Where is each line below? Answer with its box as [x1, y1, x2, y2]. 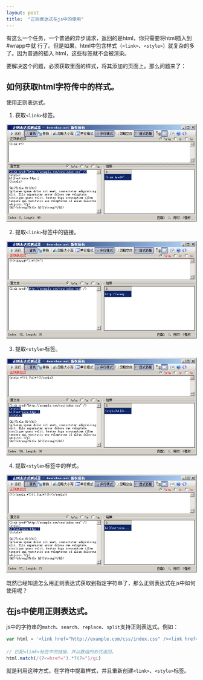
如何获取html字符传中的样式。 [6, 82, 119, 92]
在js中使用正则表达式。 [6, 606, 92, 616]
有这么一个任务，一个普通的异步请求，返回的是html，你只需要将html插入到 [6, 34, 192, 42]
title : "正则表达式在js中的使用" [6, 16, 84, 22]
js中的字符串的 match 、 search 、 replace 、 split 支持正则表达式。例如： [6, 623, 179, 630]
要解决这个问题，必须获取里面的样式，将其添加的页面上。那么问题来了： [6, 62, 186, 70]
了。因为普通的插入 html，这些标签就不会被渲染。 [6, 49, 130, 57]
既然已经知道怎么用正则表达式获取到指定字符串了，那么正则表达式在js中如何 [6, 579, 196, 586]
